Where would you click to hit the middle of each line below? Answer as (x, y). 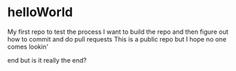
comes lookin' (28, 46)
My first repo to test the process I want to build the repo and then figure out (118, 32)
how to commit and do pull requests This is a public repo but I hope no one (117, 39)
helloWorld (40, 12)
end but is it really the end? (47, 60)
